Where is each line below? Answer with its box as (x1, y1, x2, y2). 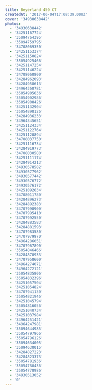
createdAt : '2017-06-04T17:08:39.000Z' (5, 12, 88, 17)
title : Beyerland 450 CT (5, 7, 57, 12)
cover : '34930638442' (5, 16, 50, 21)
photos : (5, 21, 21, 26)
